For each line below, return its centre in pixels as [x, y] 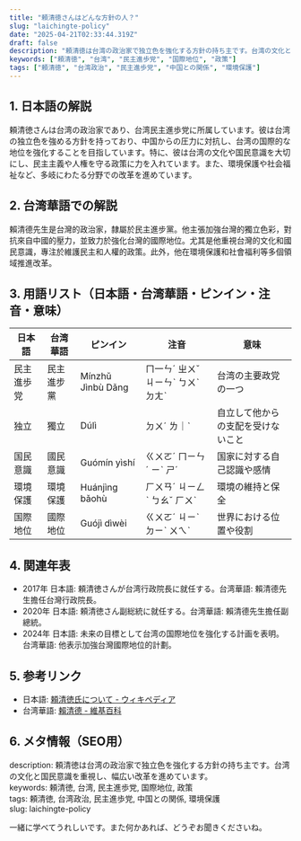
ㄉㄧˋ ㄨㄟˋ [168, 531]
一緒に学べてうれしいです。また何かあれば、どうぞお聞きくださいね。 [138, 827]
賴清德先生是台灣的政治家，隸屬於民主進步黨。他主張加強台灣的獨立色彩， [146, 229]
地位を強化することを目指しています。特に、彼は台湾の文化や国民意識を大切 [150, 152]
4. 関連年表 [40, 566]
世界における [244, 518]
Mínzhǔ [96, 376]
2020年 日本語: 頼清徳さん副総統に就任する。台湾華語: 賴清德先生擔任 [151, 611]
